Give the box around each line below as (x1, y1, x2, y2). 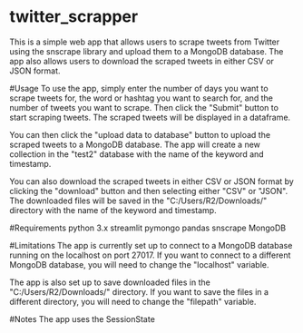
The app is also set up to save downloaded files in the (9, 277, 210, 288)
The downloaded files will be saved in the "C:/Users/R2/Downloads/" (9, 195, 268, 206)
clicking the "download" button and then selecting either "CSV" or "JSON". (9, 185, 288, 196)
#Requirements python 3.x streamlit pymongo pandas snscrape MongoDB (9, 222, 287, 233)
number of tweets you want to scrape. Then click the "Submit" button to (9, 102, 279, 113)
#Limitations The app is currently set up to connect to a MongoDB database (9, 240, 293, 250)
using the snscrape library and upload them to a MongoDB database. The (9, 45, 284, 56)
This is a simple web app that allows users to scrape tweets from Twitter (9, 36, 280, 47)
